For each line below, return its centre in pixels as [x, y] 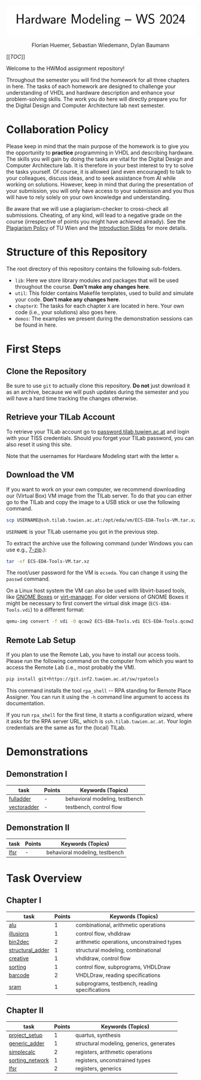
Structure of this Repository [77, 252]
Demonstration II [38, 827]
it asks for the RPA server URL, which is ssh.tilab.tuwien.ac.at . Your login [99, 721]
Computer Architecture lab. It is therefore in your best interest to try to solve [100, 165]
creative [19, 958]
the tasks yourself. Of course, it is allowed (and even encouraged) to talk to [99, 172]
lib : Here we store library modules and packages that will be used [97, 280]
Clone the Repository [46, 371]
